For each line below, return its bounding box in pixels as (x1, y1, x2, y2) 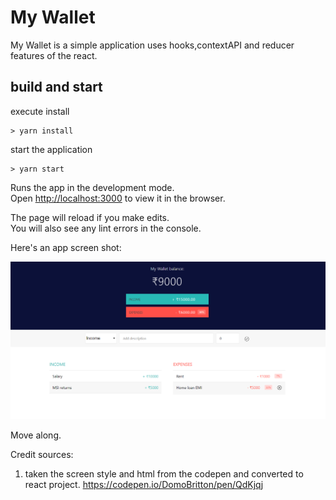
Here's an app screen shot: (10, 241, 122, 253)
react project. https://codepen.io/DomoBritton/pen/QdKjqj (24, 479, 264, 491)
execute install (10, 105, 70, 117)
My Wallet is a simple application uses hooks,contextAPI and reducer (10, 39, 295, 51)
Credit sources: (10, 449, 74, 461)
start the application (10, 143, 93, 155)
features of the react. (10, 49, 98, 61)
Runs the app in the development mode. (10, 181, 175, 193)
